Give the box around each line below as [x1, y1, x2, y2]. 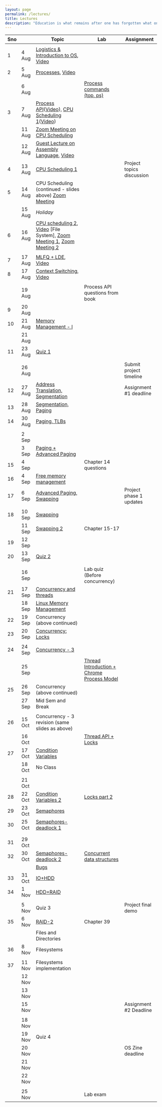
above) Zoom [36, 192, 67, 199]
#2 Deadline [124, 1007, 152, 1013]
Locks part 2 [84, 793, 113, 800]
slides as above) [36, 725, 73, 732]
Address [36, 381, 55, 388]
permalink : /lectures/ [5, 12, 51, 16]
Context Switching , [36, 268, 79, 274]
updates [124, 499, 143, 506]
